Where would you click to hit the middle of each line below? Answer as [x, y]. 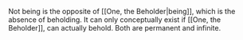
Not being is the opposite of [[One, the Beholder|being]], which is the [122, 11]
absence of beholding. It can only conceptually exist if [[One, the [115, 20]
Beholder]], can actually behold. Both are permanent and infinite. [115, 28]
